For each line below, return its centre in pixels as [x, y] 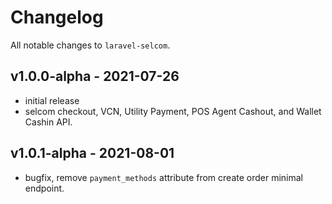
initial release [52, 100]
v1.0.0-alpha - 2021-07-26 [95, 76]
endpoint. [44, 188]
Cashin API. [48, 122]
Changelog [57, 17]
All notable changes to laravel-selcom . [90, 45]
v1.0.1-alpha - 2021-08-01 [92, 153]
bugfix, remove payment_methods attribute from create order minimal [164, 177]
